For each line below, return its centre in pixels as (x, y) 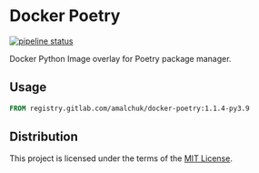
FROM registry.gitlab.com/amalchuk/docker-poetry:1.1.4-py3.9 (129, 108)
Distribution (44, 137)
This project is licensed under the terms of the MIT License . (121, 158)
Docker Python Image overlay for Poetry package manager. (120, 58)
